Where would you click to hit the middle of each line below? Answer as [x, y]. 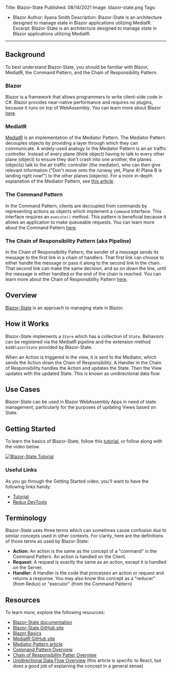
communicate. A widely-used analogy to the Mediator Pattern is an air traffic [86, 149]
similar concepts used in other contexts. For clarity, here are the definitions [84, 536]
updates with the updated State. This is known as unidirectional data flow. [83, 373]
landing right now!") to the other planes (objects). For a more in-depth [79, 176]
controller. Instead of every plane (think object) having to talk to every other [85, 154]
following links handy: [28, 486]
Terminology [26, 518]
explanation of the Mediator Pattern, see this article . [60, 181]
